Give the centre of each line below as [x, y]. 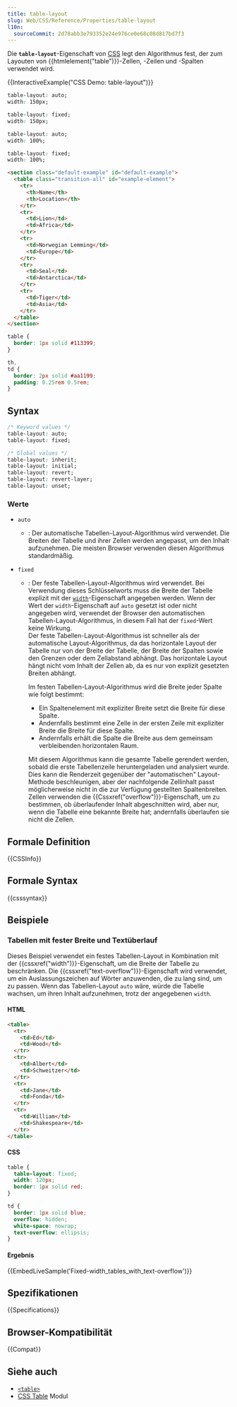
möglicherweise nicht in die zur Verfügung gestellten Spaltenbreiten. [128, 790]
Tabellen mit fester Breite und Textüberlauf [83, 940]
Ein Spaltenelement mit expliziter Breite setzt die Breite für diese [132, 708]
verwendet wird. [31, 69]
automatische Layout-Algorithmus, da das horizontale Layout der [122, 643]
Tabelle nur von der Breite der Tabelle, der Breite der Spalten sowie [126, 650]
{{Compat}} [24, 1349]
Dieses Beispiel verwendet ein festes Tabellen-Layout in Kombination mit [113, 956]
